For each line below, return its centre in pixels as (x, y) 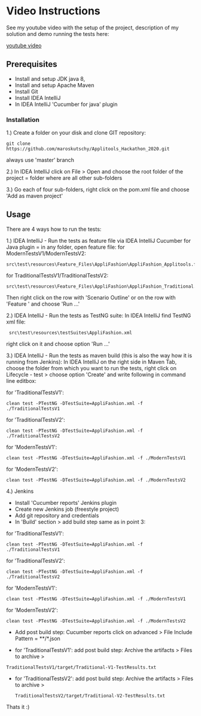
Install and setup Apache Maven (54, 85)
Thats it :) (18, 706)
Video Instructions (53, 11)
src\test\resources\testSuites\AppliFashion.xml (71, 333)
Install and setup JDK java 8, (50, 78)
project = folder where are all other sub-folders (64, 178)
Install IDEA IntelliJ (38, 98)
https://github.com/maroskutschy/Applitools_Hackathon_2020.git (88, 149)
